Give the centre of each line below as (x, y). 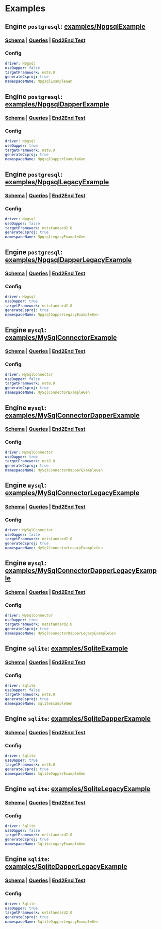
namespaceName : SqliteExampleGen (39, 704)
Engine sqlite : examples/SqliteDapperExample (78, 719)
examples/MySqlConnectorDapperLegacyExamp (81, 571)
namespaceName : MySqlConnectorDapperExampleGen (54, 470)
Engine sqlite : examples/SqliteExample (66, 649)
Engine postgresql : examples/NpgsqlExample (75, 26)
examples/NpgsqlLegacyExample (57, 182)
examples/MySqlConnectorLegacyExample (72, 493)
